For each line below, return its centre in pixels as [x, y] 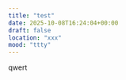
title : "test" [32, 15]
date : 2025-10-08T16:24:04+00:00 [63, 23]
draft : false [30, 30]
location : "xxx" [35, 38]
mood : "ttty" [30, 45]
